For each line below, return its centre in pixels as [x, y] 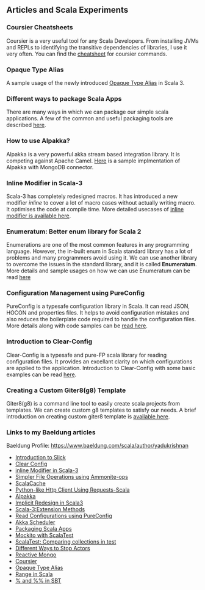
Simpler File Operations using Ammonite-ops [71, 477]
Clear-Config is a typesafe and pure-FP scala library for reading [87, 355]
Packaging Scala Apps [43, 529]
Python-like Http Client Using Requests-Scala [72, 490]
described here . [26, 125]
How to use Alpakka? [38, 141]
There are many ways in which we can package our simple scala [88, 112]
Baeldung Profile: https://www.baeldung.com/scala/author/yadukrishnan [98, 446]
